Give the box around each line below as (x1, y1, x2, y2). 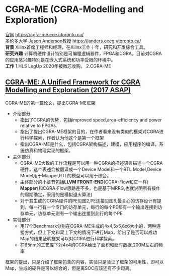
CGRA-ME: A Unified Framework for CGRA (5, 78, 141, 87)
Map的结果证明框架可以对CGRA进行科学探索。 (20, 235, 117, 241)
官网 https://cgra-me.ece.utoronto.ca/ (5, 31, 84, 37)
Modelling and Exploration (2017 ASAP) (5, 86, 131, 94)
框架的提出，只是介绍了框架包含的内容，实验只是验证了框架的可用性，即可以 (5, 258, 164, 265)
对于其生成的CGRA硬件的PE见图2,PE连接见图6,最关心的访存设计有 (20, 197, 157, 203)
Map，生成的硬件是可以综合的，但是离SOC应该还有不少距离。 (5, 265, 134, 271)
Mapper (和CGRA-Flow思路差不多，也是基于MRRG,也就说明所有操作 (20, 185, 161, 191)
